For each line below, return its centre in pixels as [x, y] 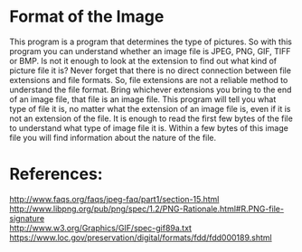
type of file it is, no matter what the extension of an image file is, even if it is [150, 108]
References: [56, 174]
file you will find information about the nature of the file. [113, 137]
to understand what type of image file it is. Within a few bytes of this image [149, 127]
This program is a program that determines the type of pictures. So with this [151, 42]
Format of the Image [87, 17]
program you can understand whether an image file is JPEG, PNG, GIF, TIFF [150, 51]
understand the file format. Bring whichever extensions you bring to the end [151, 89]
